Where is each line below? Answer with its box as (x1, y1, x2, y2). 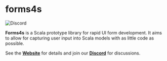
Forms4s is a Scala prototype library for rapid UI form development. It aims (5, 29, 162, 35)
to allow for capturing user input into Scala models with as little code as (5, 35, 154, 41)
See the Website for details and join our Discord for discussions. (5, 50, 141, 56)
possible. (5, 40, 24, 46)
